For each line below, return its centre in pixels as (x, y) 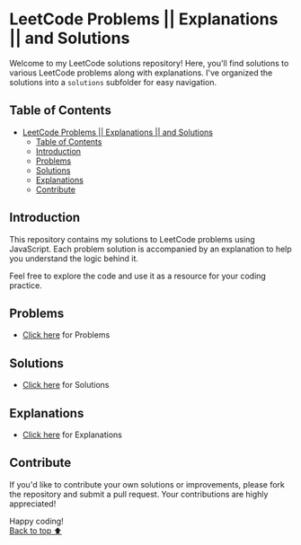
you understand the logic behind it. (74, 258)
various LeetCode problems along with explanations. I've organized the (141, 73)
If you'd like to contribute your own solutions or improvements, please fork (147, 484)
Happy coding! (37, 521)
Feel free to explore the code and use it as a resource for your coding (138, 276)
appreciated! (33, 504)
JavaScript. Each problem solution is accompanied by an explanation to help (150, 249)
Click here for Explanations (72, 435)
